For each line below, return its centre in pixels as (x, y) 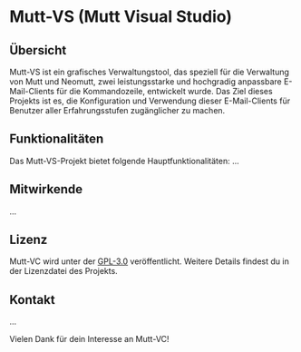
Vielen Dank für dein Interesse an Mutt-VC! (89, 339)
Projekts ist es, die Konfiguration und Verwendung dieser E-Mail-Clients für (150, 101)
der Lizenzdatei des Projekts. (63, 271)
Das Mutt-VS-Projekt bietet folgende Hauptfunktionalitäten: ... (125, 161)
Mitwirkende (46, 189)
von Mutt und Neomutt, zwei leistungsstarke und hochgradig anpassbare (146, 82)
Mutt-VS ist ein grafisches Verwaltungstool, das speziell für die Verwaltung (150, 72)
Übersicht (38, 50)
